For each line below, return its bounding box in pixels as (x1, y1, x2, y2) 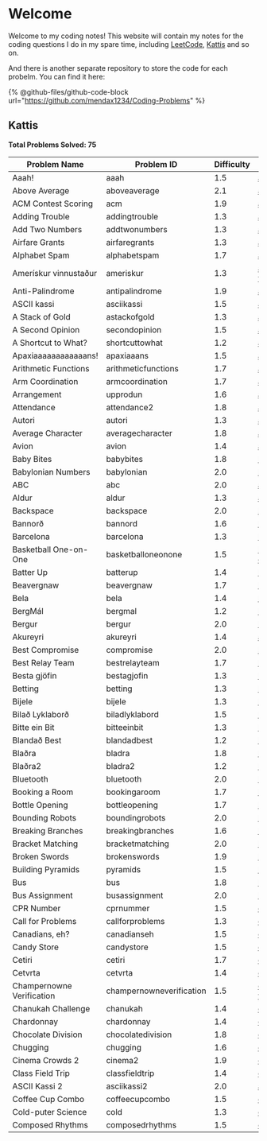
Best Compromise (12, 644, 79, 655)
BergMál (12, 605, 44, 616)
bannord (106, 518, 137, 529)
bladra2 (106, 760, 135, 771)
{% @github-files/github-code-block (8, 87, 129, 96)
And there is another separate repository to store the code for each (8, 63, 228, 72)
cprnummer (106, 902, 150, 914)
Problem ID (134, 158, 178, 169)
